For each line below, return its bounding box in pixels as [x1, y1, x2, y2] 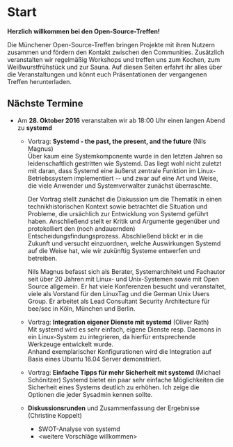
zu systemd [17, 123, 52, 132]
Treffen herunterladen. [7, 77, 72, 86]
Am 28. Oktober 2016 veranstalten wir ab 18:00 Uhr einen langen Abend [17, 116, 225, 124]
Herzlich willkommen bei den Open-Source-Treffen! [7, 27, 160, 35]
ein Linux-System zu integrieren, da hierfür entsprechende [27, 332, 196, 341]
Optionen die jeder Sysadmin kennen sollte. [27, 390, 153, 398]
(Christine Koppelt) [27, 411, 82, 419]
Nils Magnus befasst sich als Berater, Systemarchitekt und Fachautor [27, 267, 225, 275]
